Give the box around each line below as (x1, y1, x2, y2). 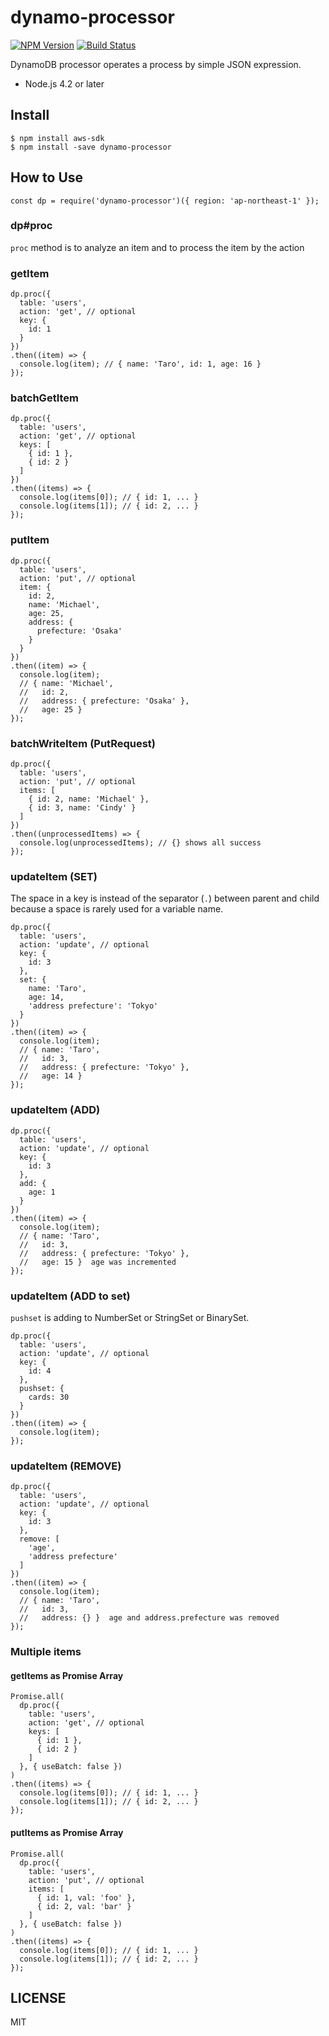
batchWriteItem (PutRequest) (10, 736, 156, 750)
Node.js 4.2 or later (24, 77, 105, 90)
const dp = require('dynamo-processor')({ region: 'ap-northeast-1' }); (10, 196, 320, 206)
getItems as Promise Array (10, 1669, 124, 1681)
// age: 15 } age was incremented (19, 1257, 177, 1267)
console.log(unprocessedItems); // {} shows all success (19, 838, 262, 848)
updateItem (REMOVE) (10, 1459, 122, 1473)
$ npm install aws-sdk (10, 133, 105, 143)
